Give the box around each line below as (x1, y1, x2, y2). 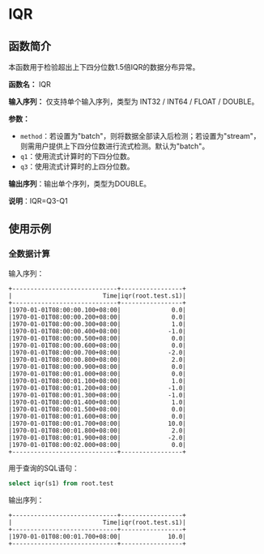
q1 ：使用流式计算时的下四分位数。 (19, 152, 135, 161)
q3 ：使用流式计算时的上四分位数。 (19, 161, 135, 171)
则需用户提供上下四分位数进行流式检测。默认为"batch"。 (19, 141, 210, 151)
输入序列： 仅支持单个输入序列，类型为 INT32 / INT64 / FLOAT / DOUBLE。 (8, 97, 259, 106)
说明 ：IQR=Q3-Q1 (8, 196, 68, 205)
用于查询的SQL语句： (8, 463, 79, 473)
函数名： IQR (8, 79, 51, 89)
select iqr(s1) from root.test (8, 479, 114, 487)
